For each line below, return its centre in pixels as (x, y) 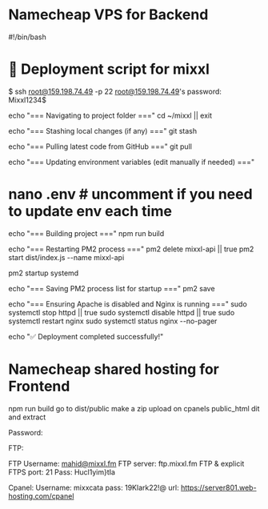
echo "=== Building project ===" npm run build (86, 233)
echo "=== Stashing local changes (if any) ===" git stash (103, 130)
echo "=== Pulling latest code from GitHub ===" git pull (100, 146)
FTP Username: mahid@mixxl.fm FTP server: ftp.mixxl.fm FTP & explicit (126, 463)
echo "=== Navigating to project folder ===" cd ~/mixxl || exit (110, 115)
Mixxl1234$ (27, 100)
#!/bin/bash (27, 37)
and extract (27, 417)
